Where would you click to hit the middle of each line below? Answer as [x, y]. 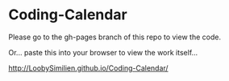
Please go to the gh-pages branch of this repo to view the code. [115, 37]
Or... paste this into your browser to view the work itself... [103, 52]
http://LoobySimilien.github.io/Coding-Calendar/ [88, 68]
